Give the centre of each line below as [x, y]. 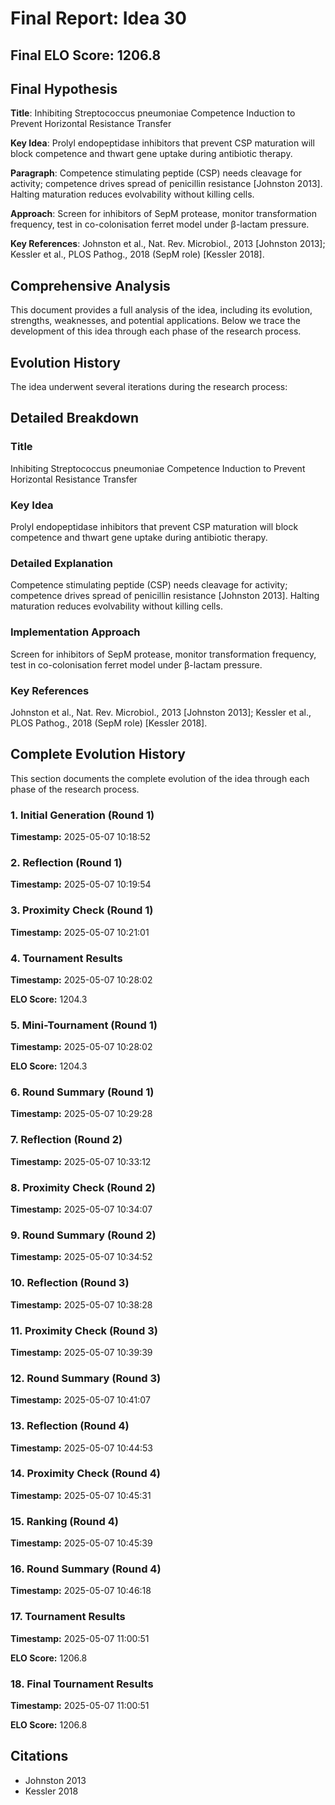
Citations [39, 1756]
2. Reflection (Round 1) [66, 862]
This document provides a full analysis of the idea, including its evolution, [161, 310]
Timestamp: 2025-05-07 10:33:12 [81, 1161]
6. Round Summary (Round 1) [82, 1092]
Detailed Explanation [61, 563]
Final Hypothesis [64, 88]
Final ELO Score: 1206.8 [86, 55]
